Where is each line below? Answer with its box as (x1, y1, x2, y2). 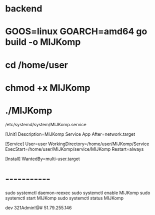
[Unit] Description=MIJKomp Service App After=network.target (5, 131, 135, 137)
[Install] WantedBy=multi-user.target (5, 156, 80, 162)
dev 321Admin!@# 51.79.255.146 (5, 205, 72, 211)
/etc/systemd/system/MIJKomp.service (5, 121, 86, 127)
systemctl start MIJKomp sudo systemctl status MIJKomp (5, 195, 124, 201)
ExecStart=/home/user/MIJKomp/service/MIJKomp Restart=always (5, 146, 144, 152)
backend (5, 3, 42, 14)
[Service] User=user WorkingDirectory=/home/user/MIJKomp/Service (5, 141, 149, 147)
